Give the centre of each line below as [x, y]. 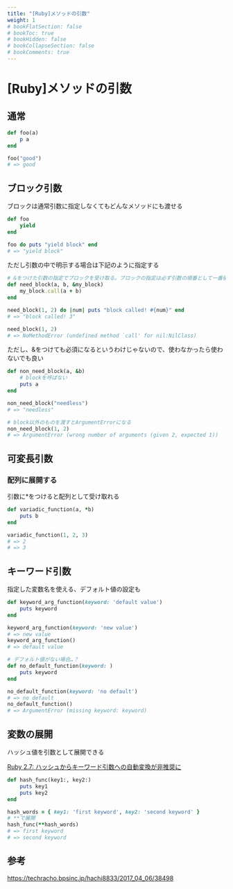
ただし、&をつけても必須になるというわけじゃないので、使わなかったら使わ [115, 349]
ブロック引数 [35, 188]
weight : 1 [21, 20]
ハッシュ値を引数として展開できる [56, 752]
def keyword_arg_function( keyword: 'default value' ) [85, 603]
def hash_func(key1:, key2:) [49, 780]
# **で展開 [21, 818]
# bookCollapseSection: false [51, 46]
